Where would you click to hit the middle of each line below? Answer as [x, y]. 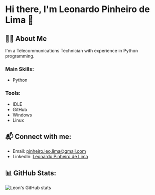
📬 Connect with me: [38, 136]
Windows [22, 115]
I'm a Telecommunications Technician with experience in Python [72, 51]
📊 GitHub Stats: [31, 173]
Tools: [13, 93]
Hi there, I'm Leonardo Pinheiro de [77, 9]
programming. [20, 56]
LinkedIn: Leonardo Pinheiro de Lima [50, 157]
